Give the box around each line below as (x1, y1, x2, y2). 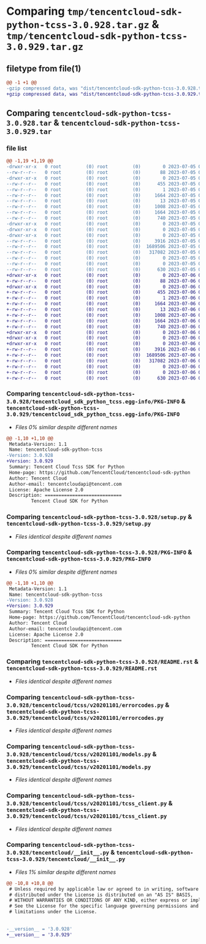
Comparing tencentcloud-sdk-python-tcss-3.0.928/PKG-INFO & (6, 548, 193, 556)
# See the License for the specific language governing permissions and (9, 903, 199, 910)
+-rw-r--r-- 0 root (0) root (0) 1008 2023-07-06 (6, 312, 196, 318)
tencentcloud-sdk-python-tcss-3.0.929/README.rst (6, 665, 158, 672)
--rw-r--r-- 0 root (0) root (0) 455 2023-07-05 (6, 181, 196, 187)
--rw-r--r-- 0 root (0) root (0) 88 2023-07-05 (6, 170, 196, 176)
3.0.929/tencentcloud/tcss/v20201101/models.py (6, 763, 151, 770)
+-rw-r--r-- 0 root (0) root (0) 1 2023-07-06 (6, 295, 196, 302)
